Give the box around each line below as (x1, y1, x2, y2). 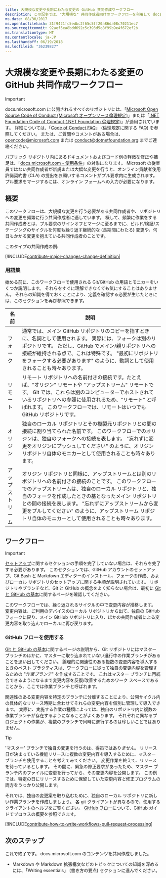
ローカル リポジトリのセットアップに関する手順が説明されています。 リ (9, 579, 155, 585)
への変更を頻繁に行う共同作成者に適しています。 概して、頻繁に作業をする (5, 215, 157, 221)
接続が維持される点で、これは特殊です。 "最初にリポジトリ (22, 350, 159, 357)
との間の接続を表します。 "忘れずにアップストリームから (22, 500, 154, 507)
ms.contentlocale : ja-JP (5, 35, 56, 40)
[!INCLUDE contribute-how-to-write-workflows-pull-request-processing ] (5, 821, 153, 827)
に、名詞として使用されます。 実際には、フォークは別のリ (22, 335, 157, 342)
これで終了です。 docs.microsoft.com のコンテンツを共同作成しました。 (5, 850, 152, 856)
